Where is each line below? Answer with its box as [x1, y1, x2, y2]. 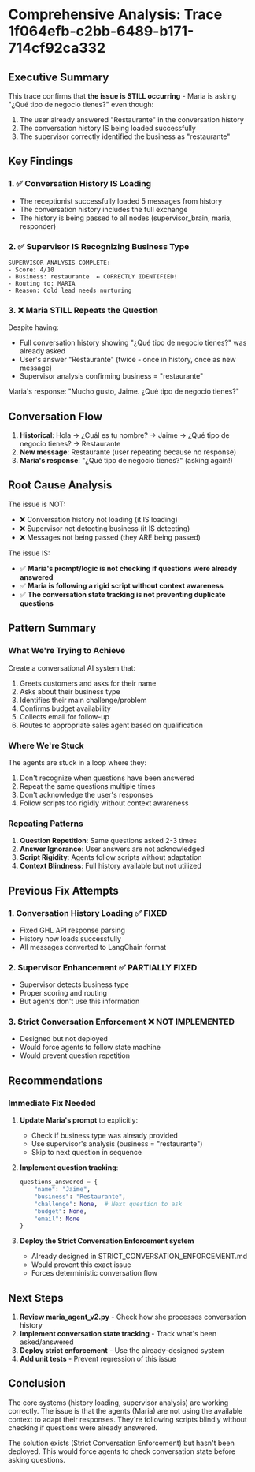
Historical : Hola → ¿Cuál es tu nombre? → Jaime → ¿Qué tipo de [19, 431, 230, 440]
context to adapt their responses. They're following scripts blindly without [8, 1414, 247, 1424]
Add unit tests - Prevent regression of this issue [19, 1354, 176, 1364]
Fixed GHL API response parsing [19, 925, 126, 935]
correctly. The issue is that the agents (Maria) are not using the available [8, 1406, 243, 1415]
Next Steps [8, 1291, 64, 1305]
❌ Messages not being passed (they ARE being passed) [19, 532, 201, 542]
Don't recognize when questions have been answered [19, 773, 195, 783]
